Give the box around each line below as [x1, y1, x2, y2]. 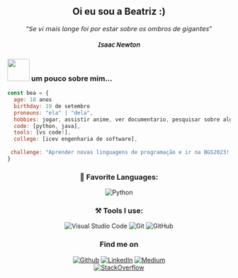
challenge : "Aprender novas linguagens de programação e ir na [10, 149, 201, 156]
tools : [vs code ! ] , [13, 129, 72, 137]
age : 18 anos [13, 96, 52, 103]
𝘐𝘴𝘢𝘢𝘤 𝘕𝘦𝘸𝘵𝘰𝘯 [98, 40, 140, 49]
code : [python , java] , [13, 122, 81, 129]
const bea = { [7, 90, 50, 97]
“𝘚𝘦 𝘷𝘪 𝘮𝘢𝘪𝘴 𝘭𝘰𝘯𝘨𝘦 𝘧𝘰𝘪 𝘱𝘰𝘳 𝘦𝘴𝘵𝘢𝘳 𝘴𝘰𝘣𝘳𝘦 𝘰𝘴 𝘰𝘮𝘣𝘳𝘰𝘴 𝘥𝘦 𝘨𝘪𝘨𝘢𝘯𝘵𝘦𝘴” [25, 24, 212, 33]
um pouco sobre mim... [30, 74, 113, 83]
